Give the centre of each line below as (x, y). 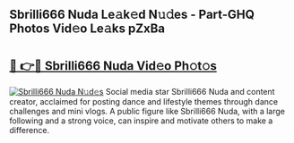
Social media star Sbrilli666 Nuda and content (190, 92)
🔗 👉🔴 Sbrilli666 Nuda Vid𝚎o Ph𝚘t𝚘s (113, 66)
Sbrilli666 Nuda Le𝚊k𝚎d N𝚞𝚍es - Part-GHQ (132, 15)
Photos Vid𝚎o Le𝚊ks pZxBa (87, 29)
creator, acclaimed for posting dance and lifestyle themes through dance (144, 101)
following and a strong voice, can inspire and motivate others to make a (141, 121)
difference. (30, 130)
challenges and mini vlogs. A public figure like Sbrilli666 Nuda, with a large (147, 111)
